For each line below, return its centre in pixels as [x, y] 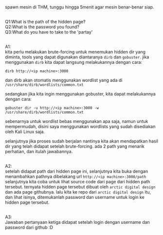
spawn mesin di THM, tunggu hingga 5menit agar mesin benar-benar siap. [80, 7]
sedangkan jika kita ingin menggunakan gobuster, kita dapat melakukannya [80, 94]
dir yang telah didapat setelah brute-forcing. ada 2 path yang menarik [75, 146]
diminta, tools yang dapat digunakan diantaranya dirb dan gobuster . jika [77, 57]
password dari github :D [29, 227]
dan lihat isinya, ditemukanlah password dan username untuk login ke [75, 197]
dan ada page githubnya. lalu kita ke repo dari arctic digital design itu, [78, 192]
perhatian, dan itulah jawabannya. [39, 151]
